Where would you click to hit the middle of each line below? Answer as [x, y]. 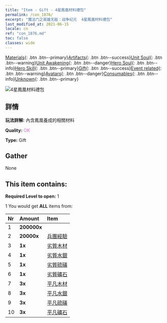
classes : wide [20, 43]
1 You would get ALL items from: [39, 206]
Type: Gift [16, 140]
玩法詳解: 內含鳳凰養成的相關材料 [40, 120]
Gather [16, 156]
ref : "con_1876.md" [26, 33]
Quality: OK [18, 130]
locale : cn [17, 29]
